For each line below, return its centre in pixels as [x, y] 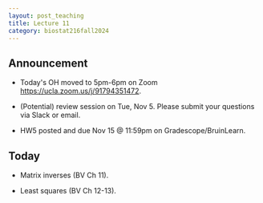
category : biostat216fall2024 [59, 30]
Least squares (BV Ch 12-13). [68, 191]
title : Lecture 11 [39, 23]
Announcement [48, 63]
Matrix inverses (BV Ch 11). [64, 175]
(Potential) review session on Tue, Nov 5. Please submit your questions [137, 107]
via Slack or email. [50, 115]
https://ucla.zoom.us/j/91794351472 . [81, 91]
